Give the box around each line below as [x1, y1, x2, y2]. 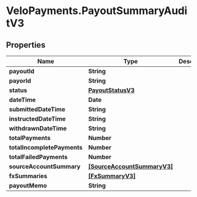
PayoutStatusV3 [88, 86, 135, 94]
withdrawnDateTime [9, 124, 67, 133]
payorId [9, 77, 31, 84]
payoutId [9, 67, 35, 75]
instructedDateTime [9, 115, 66, 123]
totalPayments [9, 134, 51, 142]
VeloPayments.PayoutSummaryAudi [6, 4, 188, 18]
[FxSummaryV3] [88, 172, 136, 180]
